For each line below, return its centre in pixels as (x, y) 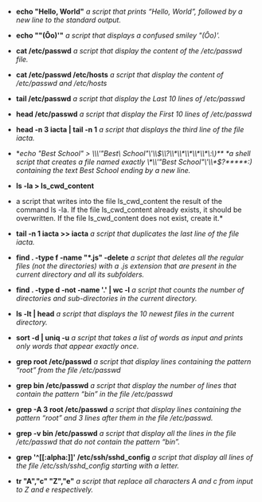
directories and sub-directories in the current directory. (106, 298)
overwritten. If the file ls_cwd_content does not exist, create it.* (119, 218)
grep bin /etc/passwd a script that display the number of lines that (126, 385)
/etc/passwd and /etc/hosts (61, 83)
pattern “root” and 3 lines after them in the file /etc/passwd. (114, 418)
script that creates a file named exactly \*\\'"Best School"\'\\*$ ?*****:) (134, 162)
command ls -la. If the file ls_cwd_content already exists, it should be (129, 210)
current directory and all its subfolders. (80, 275)
